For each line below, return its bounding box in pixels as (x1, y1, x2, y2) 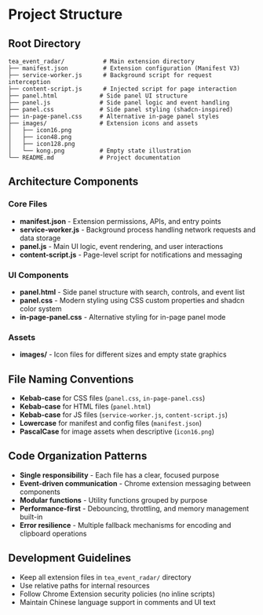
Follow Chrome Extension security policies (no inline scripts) (19, 589, 216, 599)
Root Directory (8, 37, 81, 50)
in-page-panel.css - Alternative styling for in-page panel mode (19, 312, 226, 321)
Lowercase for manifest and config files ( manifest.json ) (19, 419, 203, 428)
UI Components (8, 269, 69, 280)
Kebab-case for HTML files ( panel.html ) (19, 402, 152, 412)
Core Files (8, 199, 48, 210)
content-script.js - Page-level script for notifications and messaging (19, 250, 243, 259)
